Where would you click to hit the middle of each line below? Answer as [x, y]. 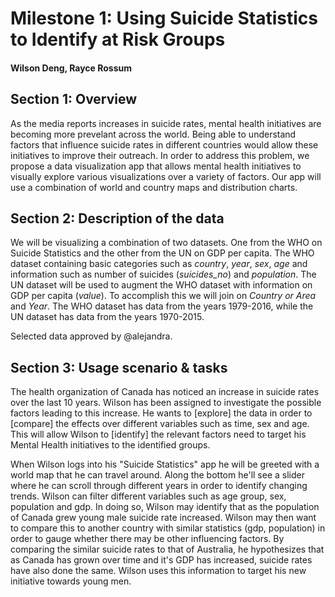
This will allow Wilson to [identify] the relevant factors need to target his [158, 434]
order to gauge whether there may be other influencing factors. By [147, 539]
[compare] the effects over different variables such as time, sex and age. [160, 424]
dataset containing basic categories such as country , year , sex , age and [159, 264]
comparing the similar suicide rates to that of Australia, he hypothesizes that [167, 549]
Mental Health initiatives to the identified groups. [110, 445]
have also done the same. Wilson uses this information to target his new [158, 571]
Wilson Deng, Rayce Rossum [71, 68]
